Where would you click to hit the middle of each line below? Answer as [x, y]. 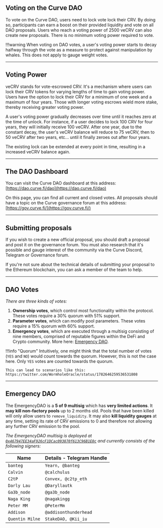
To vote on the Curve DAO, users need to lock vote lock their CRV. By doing [81, 19]
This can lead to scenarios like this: [46, 370]
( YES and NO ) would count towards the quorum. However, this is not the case [81, 356]
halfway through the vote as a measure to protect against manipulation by [79, 50]
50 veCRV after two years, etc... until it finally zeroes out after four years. [78, 137]
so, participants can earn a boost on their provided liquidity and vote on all [80, 25]
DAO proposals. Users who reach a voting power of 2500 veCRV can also [79, 30]
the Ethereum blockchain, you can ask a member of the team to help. [74, 270]
